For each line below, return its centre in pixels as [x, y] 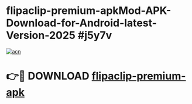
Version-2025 [41, 35]
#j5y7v [95, 35]
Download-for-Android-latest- [81, 23]
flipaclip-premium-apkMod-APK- [89, 11]
